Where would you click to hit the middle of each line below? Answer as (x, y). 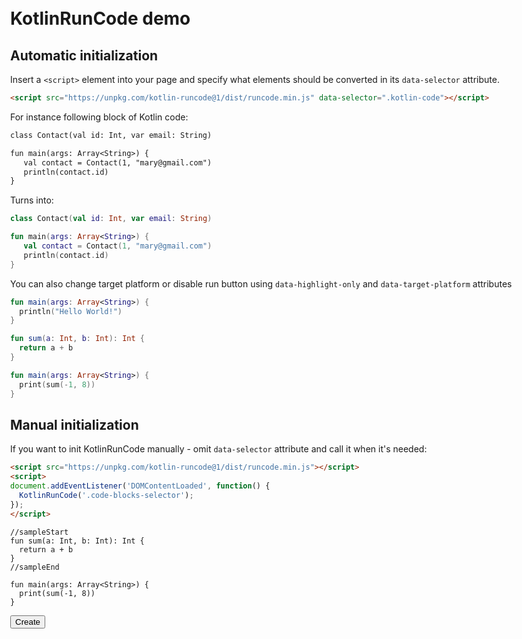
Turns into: (32, 200)
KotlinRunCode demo (100, 18)
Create (28, 621)
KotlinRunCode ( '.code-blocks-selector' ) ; (106, 495)
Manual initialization (74, 424)
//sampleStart (39, 532)
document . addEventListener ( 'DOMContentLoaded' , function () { (140, 486)
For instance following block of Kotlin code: (99, 117)
